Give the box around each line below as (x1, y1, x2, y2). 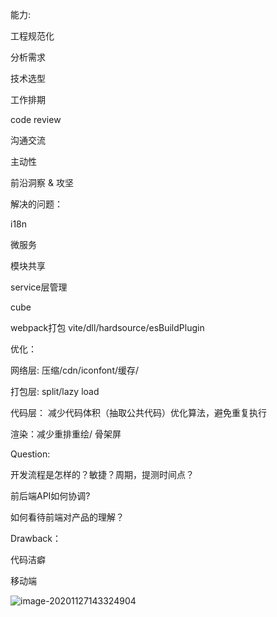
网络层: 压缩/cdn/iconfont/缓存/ (10, 364, 140, 376)
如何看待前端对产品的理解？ (10, 511, 125, 523)
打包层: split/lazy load (10, 386, 100, 397)
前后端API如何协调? (10, 490, 91, 502)
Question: (10, 448, 51, 460)
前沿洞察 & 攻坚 (10, 177, 74, 188)
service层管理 (10, 281, 68, 293)
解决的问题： (10, 198, 63, 210)
